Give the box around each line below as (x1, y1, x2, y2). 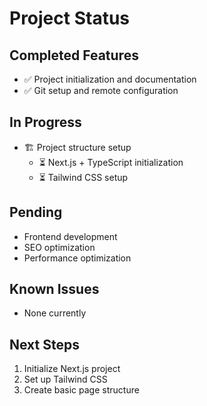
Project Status (9, 7, 131, 30)
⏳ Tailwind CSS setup (38, 171, 129, 183)
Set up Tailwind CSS (23, 373, 108, 386)
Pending (9, 204, 63, 221)
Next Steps (9, 336, 80, 353)
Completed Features (9, 47, 139, 64)
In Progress (9, 114, 82, 131)
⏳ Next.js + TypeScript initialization (38, 156, 184, 168)
